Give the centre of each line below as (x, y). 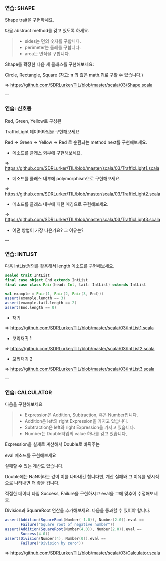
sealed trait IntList (28, 275)
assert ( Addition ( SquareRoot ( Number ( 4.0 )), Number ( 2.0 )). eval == (73, 529)
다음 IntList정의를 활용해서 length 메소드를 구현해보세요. (60, 266)
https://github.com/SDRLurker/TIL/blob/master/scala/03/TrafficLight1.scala (82, 168)
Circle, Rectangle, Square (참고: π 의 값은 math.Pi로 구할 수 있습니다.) (74, 75)
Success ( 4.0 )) (35, 534)
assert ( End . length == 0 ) (31, 308)
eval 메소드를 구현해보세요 (31, 455)
